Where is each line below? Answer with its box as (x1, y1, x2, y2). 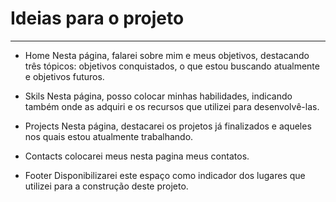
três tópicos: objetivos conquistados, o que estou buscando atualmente (24, 60, 320, 72)
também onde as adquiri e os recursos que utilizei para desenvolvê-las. (24, 100, 320, 112)
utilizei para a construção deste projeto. (24, 180, 189, 192)
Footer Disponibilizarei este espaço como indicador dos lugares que (24, 169, 306, 181)
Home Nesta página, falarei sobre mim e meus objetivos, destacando (24, 49, 310, 61)
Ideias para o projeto (10, 7, 185, 30)
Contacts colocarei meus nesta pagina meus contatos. (24, 150, 250, 162)
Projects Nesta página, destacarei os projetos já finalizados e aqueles (24, 120, 312, 132)
